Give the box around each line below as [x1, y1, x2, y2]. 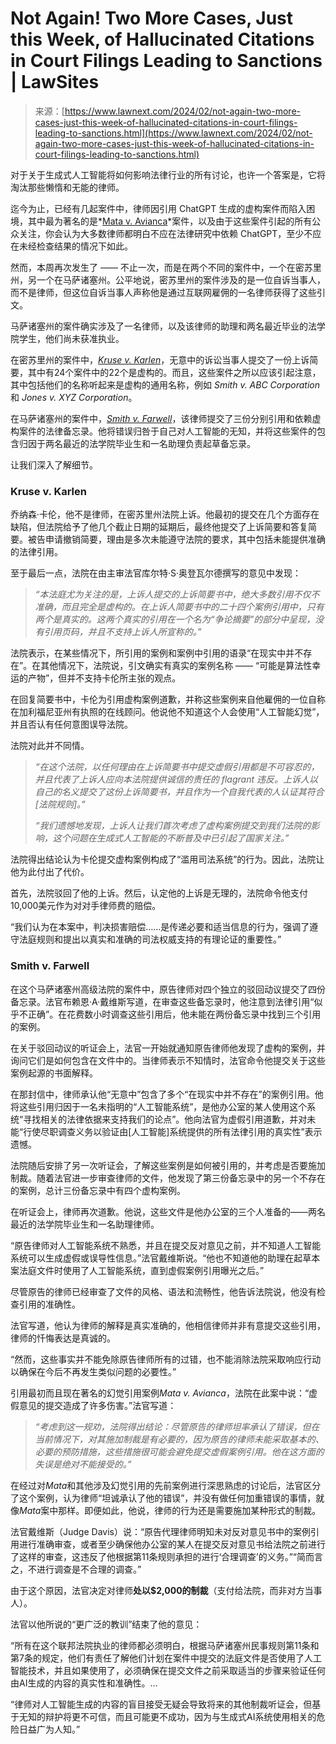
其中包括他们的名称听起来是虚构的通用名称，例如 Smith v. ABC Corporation [10, 378, 320, 391]
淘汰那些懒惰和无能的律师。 [10, 181, 125, 193]
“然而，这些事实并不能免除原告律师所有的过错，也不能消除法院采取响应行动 [10, 1353, 322, 1365]
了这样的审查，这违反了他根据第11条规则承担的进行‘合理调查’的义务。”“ [10, 1550, 298, 1562]
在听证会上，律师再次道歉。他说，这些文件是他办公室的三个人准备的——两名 [10, 1205, 326, 1217]
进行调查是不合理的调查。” [36, 1563, 142, 1575]
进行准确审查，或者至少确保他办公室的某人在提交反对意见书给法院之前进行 [18, 1538, 326, 1550]
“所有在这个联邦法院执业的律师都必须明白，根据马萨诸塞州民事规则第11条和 [10, 1639, 320, 1651]
